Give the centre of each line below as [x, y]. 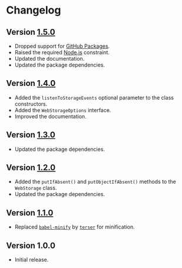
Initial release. [32, 260]
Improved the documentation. [50, 116]
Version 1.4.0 [31, 83]
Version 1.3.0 [31, 135]
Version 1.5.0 [31, 32]
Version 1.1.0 [30, 213]
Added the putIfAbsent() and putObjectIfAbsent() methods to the [95, 182]
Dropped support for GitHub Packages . [62, 46]
